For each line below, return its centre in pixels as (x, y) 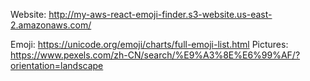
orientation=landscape (57, 65)
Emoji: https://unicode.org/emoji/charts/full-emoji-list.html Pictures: (149, 44)
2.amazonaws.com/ (51, 25)
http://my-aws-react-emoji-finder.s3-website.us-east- (160, 14)
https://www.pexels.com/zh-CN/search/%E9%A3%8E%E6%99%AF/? (155, 55)
